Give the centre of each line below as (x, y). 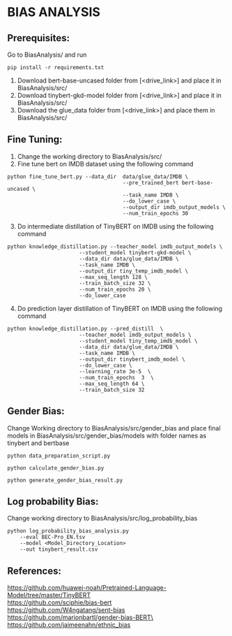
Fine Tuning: (35, 139)
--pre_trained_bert (150, 182)
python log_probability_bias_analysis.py (68, 531)
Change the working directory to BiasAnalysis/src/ (90, 156)
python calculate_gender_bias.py (56, 468)
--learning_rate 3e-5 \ (115, 371)
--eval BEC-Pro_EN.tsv (53, 537)
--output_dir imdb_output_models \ (174, 207)
